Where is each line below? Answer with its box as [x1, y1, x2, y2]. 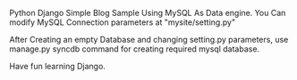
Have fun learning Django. [9, 61, 106, 71]
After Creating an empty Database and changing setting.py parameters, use [9, 35, 289, 44]
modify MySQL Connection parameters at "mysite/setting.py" [9, 17, 235, 28]
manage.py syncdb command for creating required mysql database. [9, 44, 260, 54]
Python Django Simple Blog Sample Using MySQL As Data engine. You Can [9, 8, 286, 18]
